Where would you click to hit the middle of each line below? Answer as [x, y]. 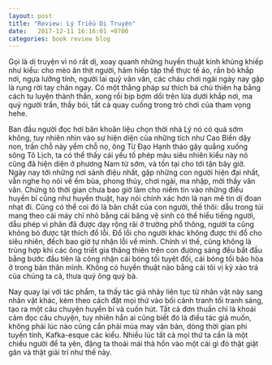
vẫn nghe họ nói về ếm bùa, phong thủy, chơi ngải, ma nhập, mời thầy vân [132, 181]
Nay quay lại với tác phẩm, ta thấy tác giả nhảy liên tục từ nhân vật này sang [136, 292]
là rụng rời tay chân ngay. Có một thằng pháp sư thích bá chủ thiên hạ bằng [135, 88]
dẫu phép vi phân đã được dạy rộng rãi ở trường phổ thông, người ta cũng [131, 224]
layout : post [30, 16]
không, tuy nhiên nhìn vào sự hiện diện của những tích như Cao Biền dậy [130, 138]
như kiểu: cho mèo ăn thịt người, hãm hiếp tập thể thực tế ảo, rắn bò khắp [131, 71]
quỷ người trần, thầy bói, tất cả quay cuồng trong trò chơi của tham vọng [130, 105]
